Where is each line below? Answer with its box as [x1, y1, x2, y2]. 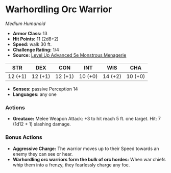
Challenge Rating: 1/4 [12, 46, 60, 53]
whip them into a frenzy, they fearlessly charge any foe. [12, 162, 130, 168]
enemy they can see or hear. [12, 151, 73, 157]
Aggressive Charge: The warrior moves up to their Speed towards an [12, 145, 159, 152]
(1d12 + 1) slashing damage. [12, 121, 71, 127]
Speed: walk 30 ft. [12, 41, 52, 47]
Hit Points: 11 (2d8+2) [12, 36, 59, 42]
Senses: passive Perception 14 [12, 86, 78, 92]
